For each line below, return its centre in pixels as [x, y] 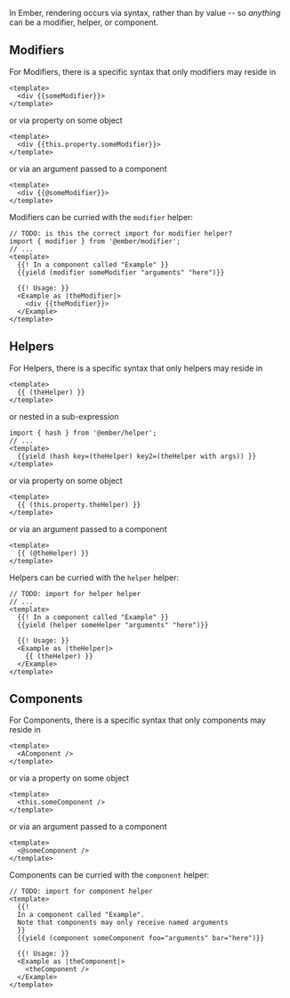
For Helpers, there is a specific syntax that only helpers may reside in [136, 368]
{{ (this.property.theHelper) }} [79, 504]
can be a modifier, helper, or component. [84, 22]
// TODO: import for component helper [81, 892]
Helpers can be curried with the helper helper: [94, 577]
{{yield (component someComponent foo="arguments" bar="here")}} [141, 938]
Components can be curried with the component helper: [109, 875]
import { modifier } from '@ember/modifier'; [95, 241]
